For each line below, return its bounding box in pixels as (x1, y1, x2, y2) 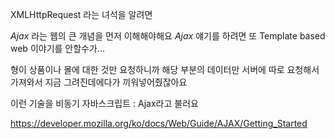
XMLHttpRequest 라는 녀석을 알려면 (10, 9, 153, 20)
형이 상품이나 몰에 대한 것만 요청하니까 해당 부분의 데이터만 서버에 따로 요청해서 (10, 64, 320, 75)
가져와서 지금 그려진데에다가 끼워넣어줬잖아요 (10, 76, 188, 88)
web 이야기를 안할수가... (10, 43, 105, 54)
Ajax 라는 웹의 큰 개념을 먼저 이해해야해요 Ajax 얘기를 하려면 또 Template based (10, 30, 326, 42)
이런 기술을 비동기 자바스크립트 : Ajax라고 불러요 (10, 98, 199, 109)
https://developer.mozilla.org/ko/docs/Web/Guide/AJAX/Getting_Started (10, 118, 308, 129)
